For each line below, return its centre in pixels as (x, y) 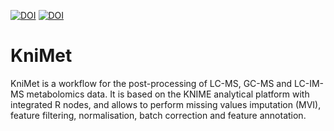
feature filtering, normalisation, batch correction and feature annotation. (158, 115)
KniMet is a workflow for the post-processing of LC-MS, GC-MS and (151, 83)
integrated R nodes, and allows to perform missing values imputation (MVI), (166, 104)
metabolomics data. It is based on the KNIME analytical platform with (168, 94)
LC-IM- (309, 83)
